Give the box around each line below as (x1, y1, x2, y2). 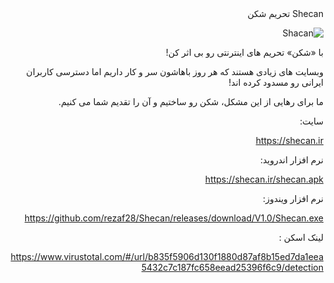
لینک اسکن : (278, 232, 324, 243)
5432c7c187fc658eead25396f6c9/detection (141, 262, 324, 273)
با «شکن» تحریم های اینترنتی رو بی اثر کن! (165, 47, 324, 58)
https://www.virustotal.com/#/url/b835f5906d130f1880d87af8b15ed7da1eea (10, 251, 324, 262)
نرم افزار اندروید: (259, 154, 324, 166)
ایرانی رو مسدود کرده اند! (228, 77, 324, 88)
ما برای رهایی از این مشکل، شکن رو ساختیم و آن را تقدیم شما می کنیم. (57, 96, 324, 107)
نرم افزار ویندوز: (262, 193, 324, 204)
